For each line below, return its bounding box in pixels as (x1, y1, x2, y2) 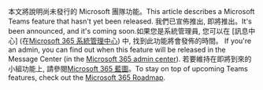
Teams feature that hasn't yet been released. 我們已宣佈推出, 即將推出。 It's (8, 16, 252, 26)
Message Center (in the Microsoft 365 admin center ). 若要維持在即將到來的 (8, 54, 252, 63)
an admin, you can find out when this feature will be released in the (8, 45, 226, 54)
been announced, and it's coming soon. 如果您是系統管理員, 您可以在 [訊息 (8, 27, 249, 35)
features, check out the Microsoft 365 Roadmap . (8, 73, 166, 82)
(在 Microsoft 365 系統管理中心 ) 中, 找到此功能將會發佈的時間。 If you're (19, 36, 252, 45)
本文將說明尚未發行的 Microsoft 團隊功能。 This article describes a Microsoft (8, 7, 255, 16)
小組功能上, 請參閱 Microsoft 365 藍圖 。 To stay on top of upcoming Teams (8, 64, 248, 73)
